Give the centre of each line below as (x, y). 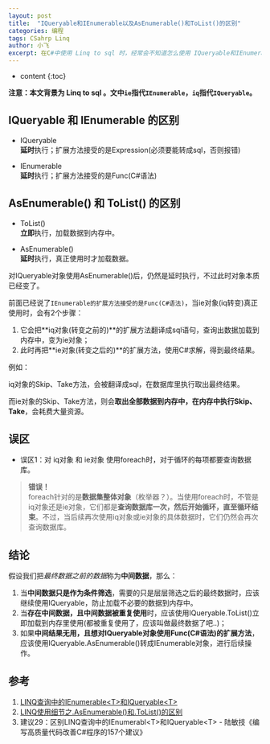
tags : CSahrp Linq (39, 38)
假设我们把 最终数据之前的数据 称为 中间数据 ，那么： (93, 576)
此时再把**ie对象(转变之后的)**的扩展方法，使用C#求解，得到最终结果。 (139, 350)
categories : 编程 (36, 31)
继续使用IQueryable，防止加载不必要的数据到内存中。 (108, 603)
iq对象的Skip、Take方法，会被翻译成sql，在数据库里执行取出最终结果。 (127, 384)
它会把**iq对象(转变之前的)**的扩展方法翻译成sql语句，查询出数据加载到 (139, 330)
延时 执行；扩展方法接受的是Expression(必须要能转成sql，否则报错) (130, 150)
